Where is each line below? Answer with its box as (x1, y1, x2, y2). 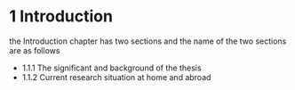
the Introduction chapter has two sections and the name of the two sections (9, 36, 287, 46)
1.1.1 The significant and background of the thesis (21, 62, 202, 73)
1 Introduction (9, 6, 114, 27)
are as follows (9, 45, 60, 55)
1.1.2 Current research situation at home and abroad (21, 71, 211, 82)
